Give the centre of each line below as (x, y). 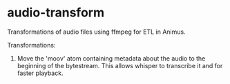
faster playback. (40, 73)
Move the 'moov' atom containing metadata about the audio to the (111, 58)
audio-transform (56, 13)
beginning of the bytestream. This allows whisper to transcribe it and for (120, 65)
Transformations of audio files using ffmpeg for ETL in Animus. (96, 32)
